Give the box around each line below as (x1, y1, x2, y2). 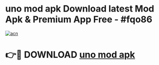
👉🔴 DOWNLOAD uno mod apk (5, 49, 135, 60)
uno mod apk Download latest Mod (5, 3, 154, 15)
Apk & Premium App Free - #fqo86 (5, 14, 153, 25)
